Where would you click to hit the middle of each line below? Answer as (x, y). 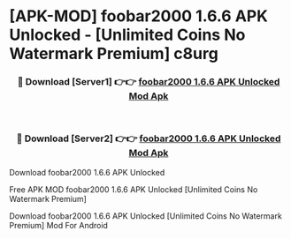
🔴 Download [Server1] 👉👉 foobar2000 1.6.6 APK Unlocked (149, 82)
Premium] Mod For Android (59, 225)
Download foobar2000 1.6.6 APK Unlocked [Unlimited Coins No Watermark (146, 216)
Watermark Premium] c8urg (114, 54)
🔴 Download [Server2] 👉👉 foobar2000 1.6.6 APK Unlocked (149, 138)
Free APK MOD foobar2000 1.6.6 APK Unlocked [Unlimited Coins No (134, 189)
